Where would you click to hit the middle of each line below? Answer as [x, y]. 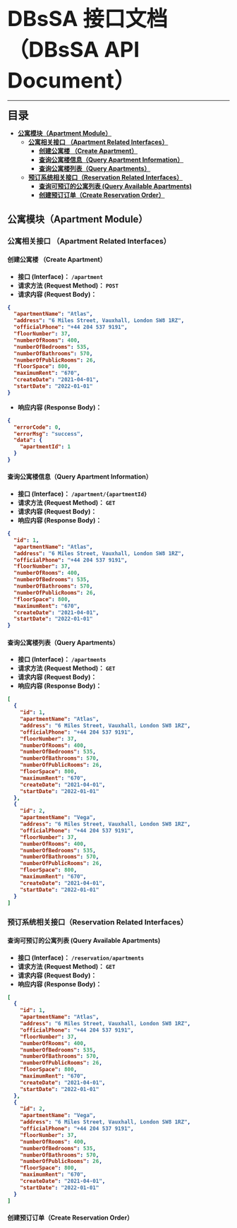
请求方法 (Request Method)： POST [68, 285]
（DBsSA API [73, 49]
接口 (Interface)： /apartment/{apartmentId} [82, 494]
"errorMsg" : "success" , [48, 434]
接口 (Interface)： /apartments [62, 660]
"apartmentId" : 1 [45, 447]
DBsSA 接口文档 [87, 18]
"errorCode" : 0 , [37, 427]
